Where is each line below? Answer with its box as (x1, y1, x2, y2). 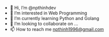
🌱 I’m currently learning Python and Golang (10, 15, 99, 21)
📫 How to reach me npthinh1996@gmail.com (10, 26, 104, 32)
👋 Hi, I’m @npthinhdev (10, 5, 56, 10)
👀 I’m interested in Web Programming (10, 10, 87, 16)
